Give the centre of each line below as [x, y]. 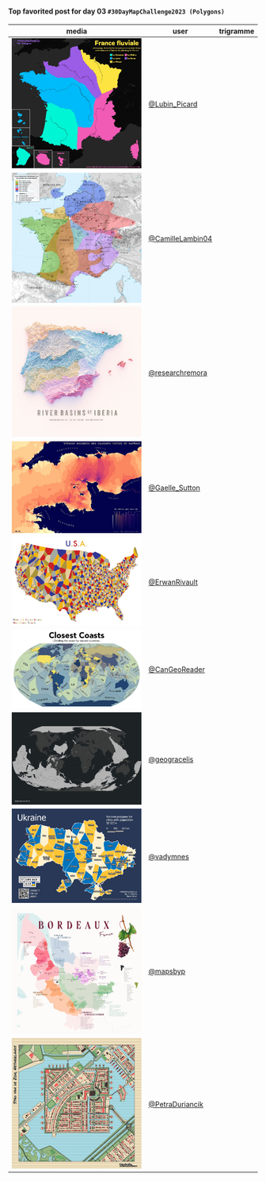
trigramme [237, 31]
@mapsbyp [167, 971]
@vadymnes [169, 857]
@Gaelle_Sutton [174, 488]
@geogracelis [171, 759]
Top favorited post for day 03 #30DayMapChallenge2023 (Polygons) [116, 11]
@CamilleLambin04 [180, 238]
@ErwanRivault [173, 582]
